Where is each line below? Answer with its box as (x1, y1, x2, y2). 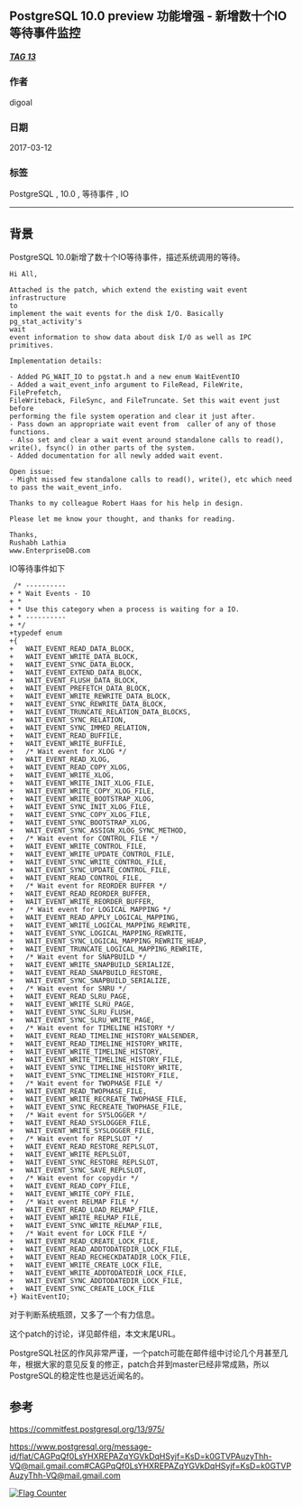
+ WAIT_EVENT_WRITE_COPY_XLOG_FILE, (9, 786, 155, 796)
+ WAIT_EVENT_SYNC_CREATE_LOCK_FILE (9, 1285, 155, 1294)
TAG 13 (9, 51, 36, 61)
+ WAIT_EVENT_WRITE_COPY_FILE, (9, 1190, 135, 1199)
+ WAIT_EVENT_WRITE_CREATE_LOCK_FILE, (9, 1260, 164, 1270)
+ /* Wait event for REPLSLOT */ (9, 1134, 143, 1144)
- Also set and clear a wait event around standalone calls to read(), (9, 436, 284, 445)
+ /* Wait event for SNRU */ (9, 984, 127, 993)
